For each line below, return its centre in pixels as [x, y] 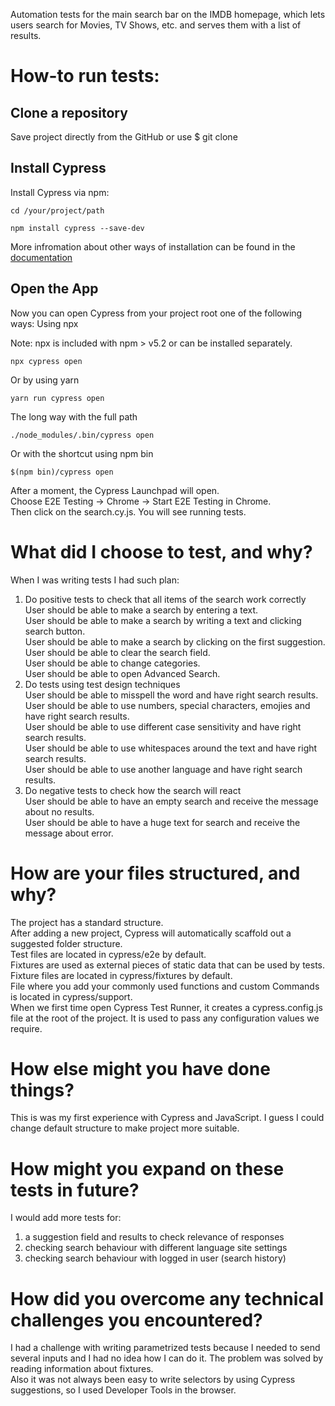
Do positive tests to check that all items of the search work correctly [165, 599]
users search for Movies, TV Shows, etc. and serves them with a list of [156, 25]
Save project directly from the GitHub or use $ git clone [124, 137]
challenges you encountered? [136, 1320]
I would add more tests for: [66, 1218]
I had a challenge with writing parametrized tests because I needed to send [165, 1348]
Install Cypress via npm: [60, 192]
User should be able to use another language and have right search [163, 769]
